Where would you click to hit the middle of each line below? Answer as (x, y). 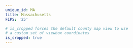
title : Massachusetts (28, 15)
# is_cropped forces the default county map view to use (67, 28)
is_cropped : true (24, 38)
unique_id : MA (20, 10)
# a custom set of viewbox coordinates (47, 33)
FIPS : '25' (17, 19)
